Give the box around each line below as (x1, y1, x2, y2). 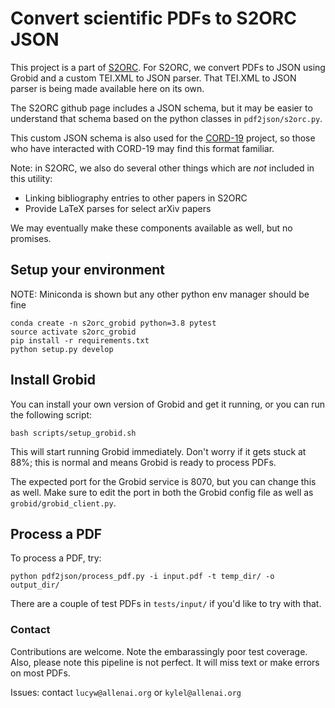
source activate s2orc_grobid (10, 327, 137, 337)
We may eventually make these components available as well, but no (10, 222, 293, 234)
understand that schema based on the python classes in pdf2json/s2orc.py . (10, 112, 323, 124)
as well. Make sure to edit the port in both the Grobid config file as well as (10, 486, 314, 498)
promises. (10, 232, 52, 244)
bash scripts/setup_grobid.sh (10, 428, 137, 438)
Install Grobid (10, 372, 96, 389)
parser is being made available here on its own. (10, 82, 205, 94)
